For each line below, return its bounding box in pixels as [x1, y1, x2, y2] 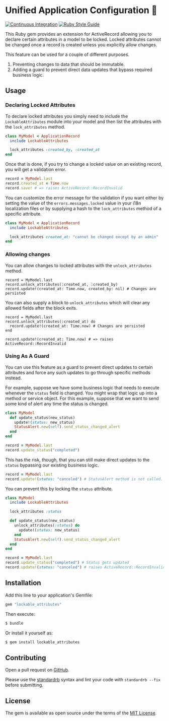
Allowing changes [5, 251, 50, 258]
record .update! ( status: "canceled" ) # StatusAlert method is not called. [5, 476, 163, 482]
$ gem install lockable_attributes [5, 639, 80, 644]
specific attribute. [5, 211, 42, 217]
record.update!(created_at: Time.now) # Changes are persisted [10, 323, 145, 329]
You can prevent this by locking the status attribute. [5, 486, 113, 492]
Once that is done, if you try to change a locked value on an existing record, [5, 161, 162, 167]
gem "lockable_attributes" [5, 602, 62, 607]
